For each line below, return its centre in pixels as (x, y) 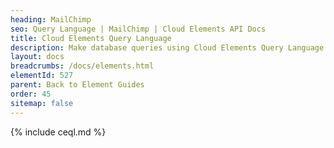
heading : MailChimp (51, 19)
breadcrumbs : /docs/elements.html (82, 66)
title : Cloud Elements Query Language (91, 38)
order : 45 (31, 94)
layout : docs (37, 57)
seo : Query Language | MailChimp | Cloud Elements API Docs (138, 29)
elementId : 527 (42, 76)
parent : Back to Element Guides (77, 85)
